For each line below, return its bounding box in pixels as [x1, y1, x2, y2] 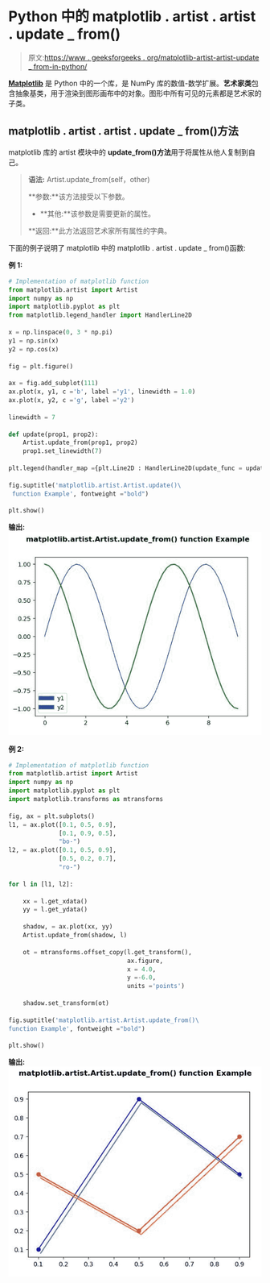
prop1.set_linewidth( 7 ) [22, 447, 103, 455]
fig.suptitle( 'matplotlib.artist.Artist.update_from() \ [8, 1016, 199, 1024]
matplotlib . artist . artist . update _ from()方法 [8, 124, 239, 138]
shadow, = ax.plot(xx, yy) [22, 923, 113, 931]
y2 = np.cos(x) [8, 345, 59, 353]
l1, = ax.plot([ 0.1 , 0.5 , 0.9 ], [8, 820, 117, 828]
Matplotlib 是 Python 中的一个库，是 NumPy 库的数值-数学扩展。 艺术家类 [8, 78, 252, 88]
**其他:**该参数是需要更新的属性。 [39, 209, 155, 218]
